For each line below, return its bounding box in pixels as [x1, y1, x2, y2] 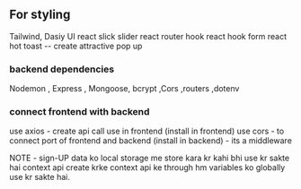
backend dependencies [9, 63, 115, 75]
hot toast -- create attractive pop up [9, 40, 143, 51]
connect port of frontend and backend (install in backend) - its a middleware [9, 135, 292, 146]
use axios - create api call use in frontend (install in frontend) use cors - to [9, 125, 285, 137]
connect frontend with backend [9, 106, 150, 118]
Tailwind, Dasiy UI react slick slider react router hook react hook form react [9, 30, 288, 41]
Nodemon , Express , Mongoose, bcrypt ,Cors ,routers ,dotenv [9, 83, 240, 94]
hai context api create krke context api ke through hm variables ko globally [9, 162, 286, 173]
